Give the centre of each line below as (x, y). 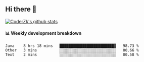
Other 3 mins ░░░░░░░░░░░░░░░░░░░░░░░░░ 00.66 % (72, 50)
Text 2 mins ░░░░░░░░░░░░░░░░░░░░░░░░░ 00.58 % (72, 55)
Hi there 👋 (21, 9)
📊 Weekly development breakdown (43, 33)
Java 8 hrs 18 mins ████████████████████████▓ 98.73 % (72, 46)
